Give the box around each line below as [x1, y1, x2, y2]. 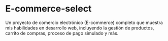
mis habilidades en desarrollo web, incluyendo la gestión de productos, [5, 24, 154, 30]
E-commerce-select [5, 3, 92, 14]
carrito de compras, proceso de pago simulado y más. [5, 30, 119, 36]
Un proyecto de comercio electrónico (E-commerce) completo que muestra [5, 19, 163, 25]
